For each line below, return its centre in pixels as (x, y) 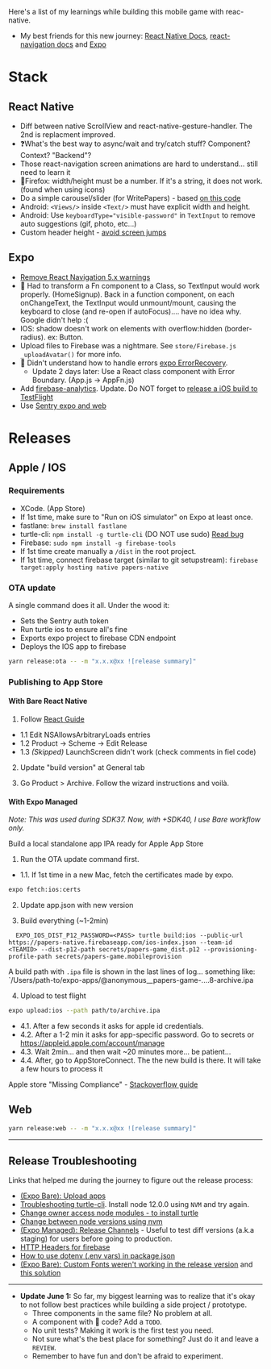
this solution (40, 1273)
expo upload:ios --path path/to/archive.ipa (84, 1011)
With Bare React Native (48, 701)
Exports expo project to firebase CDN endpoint (98, 638)
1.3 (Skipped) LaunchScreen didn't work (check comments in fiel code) (138, 751)
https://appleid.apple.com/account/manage (92, 1042)
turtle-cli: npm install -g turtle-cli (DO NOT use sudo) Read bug (132, 534)
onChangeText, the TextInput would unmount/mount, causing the (128, 302)
